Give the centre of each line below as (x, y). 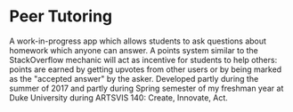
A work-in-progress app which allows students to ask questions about (138, 41)
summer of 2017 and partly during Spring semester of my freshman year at (146, 88)
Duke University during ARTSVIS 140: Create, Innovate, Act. (119, 97)
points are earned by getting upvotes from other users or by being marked (146, 69)
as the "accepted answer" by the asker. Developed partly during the (134, 78)
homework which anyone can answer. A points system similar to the (134, 50)
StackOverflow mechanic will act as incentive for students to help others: (143, 60)
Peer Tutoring (61, 16)
